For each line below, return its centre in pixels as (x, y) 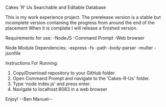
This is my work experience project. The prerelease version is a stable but (83, 17)
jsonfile (13, 53)
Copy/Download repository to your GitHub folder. (64, 73)
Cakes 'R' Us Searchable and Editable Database (56, 7)
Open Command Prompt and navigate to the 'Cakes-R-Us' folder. (81, 78)
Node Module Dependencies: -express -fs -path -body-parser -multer (79, 48)
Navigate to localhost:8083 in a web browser (60, 89)
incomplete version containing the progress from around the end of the (80, 23)
